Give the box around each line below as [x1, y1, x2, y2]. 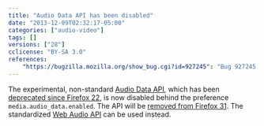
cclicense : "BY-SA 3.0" [8, 48, 87, 56]
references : [8, 56, 47, 64]
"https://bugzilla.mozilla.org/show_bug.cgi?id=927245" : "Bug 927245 [22, 63, 257, 71]
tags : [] [8, 33, 37, 42]
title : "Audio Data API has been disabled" [8, 11, 154, 20]
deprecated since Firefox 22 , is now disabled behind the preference [8, 92, 229, 102]
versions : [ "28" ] [8, 41, 66, 49]
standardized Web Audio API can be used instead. [8, 109, 172, 119]
